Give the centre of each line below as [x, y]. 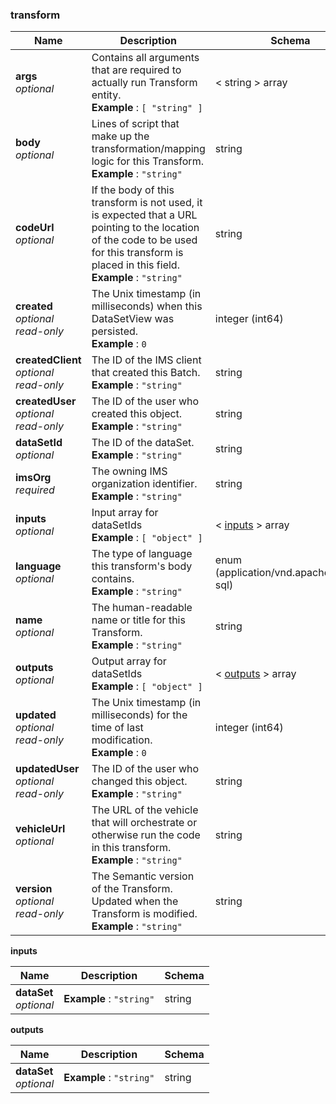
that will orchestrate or [144, 823]
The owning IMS [129, 471]
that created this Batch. [146, 373]
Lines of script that [135, 124]
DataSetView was [133, 319]
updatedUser [47, 769]
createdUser [46, 401]
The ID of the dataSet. [143, 443]
